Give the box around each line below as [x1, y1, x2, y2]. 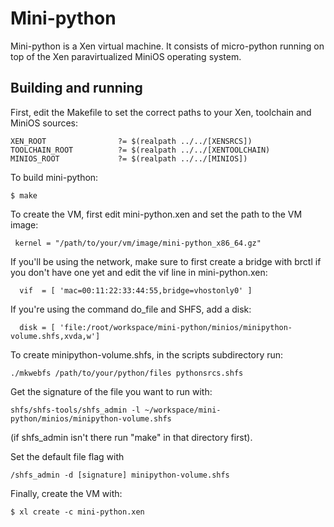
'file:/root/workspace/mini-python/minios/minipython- [59, 322, 293, 332]
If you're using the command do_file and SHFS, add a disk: [10, 303, 252, 315]
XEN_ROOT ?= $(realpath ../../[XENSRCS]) [10, 136, 253, 146]
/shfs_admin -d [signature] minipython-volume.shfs [10, 470, 230, 480]
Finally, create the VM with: [10, 487, 123, 499]
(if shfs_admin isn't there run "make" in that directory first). [10, 431, 253, 443]
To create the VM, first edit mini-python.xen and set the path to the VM [10, 208, 303, 220]
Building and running [10, 80, 143, 97]
